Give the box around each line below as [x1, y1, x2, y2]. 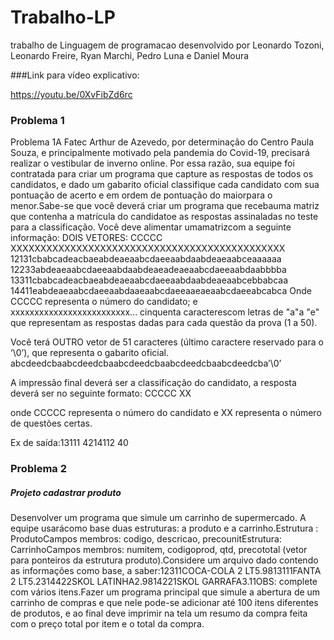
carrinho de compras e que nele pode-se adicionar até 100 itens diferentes [10, 597, 319, 609]
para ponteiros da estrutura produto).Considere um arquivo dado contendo [10, 554, 319, 566]
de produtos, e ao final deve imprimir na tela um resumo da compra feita [10, 607, 308, 620]
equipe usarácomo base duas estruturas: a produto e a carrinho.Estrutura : [10, 522, 319, 535]
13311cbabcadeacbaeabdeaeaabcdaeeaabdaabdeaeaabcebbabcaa [10, 274, 288, 286]
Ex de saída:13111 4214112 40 [10, 437, 129, 449]
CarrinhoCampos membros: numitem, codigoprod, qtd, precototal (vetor [10, 544, 308, 556]
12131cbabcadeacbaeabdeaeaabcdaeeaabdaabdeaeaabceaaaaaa [10, 253, 282, 265]
